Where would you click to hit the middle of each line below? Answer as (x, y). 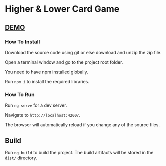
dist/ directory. (21, 158)
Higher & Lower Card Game (62, 9)
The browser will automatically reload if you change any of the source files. (82, 125)
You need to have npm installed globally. (47, 72)
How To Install (23, 42)
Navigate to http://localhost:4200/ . (43, 115)
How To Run (20, 94)
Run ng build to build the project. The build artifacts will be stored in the (79, 152)
